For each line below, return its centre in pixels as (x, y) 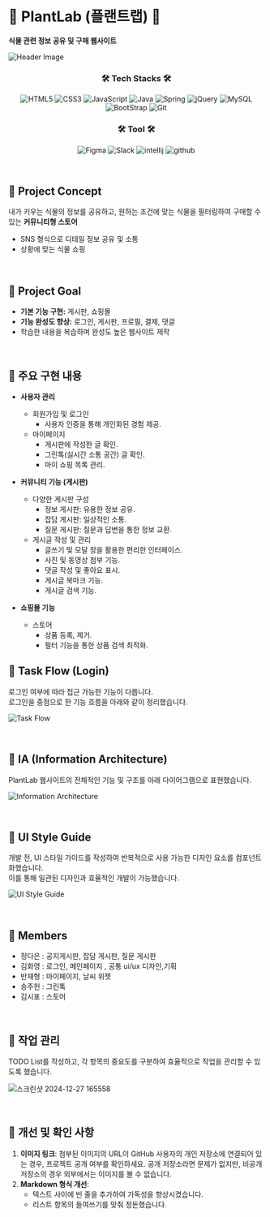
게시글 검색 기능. (71, 590)
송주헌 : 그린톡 (43, 987)
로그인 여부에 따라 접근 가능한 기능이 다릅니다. (81, 691)
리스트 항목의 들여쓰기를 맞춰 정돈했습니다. (100, 1204)
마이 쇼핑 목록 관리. (75, 464)
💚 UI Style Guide (50, 837)
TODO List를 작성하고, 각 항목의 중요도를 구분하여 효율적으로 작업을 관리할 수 (131, 1062)
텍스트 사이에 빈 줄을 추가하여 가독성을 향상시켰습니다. (118, 1194)
